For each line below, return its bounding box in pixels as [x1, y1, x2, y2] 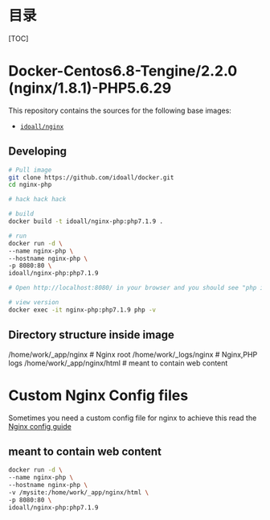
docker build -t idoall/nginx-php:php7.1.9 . [8, 217, 163, 225]
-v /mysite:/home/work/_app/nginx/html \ [8, 489, 149, 497]
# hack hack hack [8, 196, 67, 204]
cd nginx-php [8, 181, 52, 189]
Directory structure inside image [8, 328, 175, 342]
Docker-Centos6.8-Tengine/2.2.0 [8, 62, 238, 80]
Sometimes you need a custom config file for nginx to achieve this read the [8, 413, 257, 423]
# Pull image [8, 166, 52, 174]
